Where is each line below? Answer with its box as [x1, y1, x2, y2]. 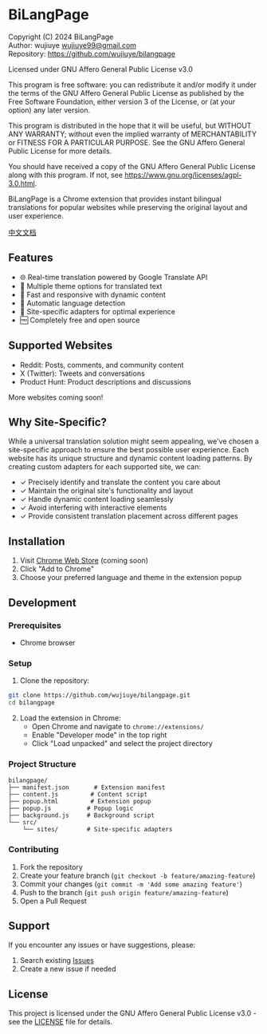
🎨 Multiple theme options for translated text [19, 281, 163, 290]
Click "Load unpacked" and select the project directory [31, 738, 213, 748]
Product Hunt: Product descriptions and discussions [19, 377, 191, 386]
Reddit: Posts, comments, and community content [19, 360, 184, 369]
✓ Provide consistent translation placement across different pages [19, 511, 239, 521]
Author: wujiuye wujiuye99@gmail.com [8, 40, 137, 49]
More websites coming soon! [8, 393, 104, 402]
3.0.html [8, 178, 36, 188]
